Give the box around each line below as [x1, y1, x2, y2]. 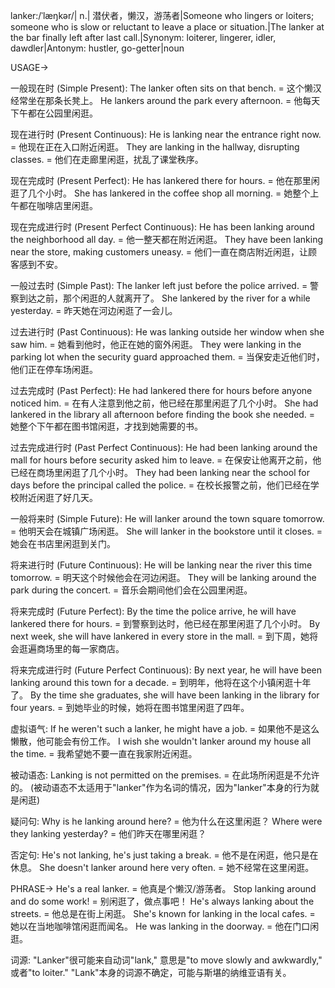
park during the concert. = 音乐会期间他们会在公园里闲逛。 [10, 584, 253, 596]
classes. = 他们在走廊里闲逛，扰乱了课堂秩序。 [10, 154, 204, 165]
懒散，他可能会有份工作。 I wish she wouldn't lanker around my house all [10, 735, 312, 747]
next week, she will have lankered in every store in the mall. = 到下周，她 [10, 630, 310, 642]
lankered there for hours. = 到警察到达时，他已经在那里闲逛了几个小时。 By [10, 618, 321, 629]
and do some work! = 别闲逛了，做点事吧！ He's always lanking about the [10, 895, 315, 907]
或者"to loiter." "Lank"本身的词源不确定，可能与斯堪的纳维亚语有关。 [10, 967, 292, 978]
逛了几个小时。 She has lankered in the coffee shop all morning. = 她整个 [10, 187, 311, 199]
